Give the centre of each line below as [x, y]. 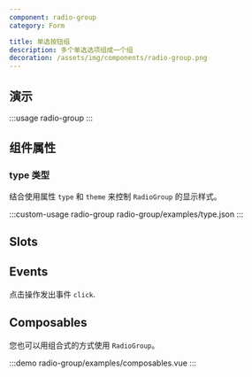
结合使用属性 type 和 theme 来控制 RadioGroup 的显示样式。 [115, 196]
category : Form [37, 26]
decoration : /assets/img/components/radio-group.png [108, 58]
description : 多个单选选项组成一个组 [71, 50]
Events [29, 272]
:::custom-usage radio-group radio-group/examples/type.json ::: [126, 214]
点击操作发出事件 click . [52, 294]
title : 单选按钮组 [40, 42]
